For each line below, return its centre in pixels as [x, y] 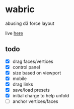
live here [14, 33]
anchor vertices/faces [35, 101]
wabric [20, 9]
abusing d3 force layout [30, 23]
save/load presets [31, 90]
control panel [26, 67]
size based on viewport [37, 72]
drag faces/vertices [33, 61]
